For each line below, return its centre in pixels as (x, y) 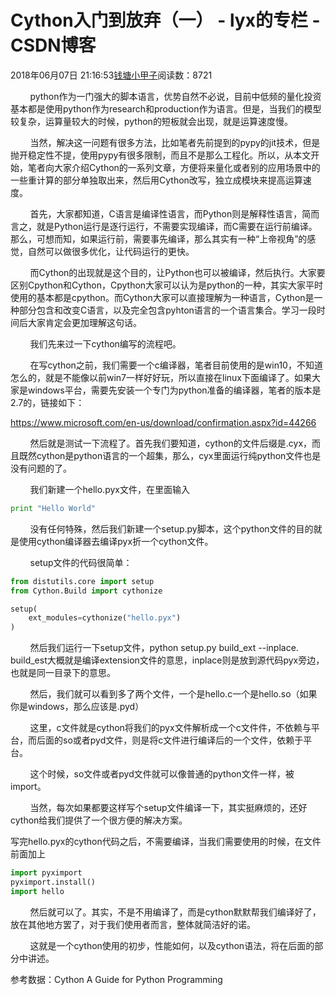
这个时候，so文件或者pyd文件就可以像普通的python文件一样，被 (162, 774)
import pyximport (46, 873)
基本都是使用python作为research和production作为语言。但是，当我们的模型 (166, 108)
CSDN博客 (53, 45)
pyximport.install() (53, 882)
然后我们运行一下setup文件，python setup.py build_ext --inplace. (164, 648)
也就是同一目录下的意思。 (63, 673)
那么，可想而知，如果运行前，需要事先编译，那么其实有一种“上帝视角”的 (159, 238)
